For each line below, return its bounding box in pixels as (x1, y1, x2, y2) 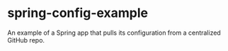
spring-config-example (7, 5, 149, 21)
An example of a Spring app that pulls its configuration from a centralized (7, 28, 221, 37)
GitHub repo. (7, 35, 45, 44)
